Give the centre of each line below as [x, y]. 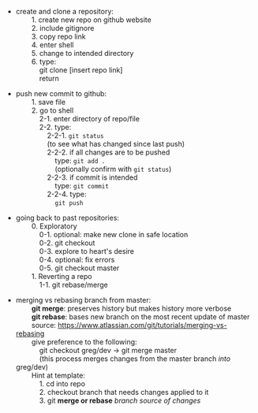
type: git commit [82, 186]
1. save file [48, 102]
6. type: [44, 61]
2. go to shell [52, 110]
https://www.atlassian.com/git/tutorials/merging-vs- [142, 325]
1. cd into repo [62, 384]
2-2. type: [55, 127]
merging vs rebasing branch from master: [83, 300]
